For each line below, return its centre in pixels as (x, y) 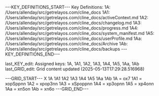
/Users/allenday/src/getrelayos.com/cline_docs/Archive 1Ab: (66, 44)
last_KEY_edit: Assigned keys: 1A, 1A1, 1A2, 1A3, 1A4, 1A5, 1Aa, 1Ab (72, 64)
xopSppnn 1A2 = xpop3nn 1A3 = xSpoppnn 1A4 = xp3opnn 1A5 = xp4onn (79, 84)
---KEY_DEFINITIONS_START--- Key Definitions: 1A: (58, 7)
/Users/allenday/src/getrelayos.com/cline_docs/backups (62, 49)
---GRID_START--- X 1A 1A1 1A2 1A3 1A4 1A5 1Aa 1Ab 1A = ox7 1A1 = (74, 79)
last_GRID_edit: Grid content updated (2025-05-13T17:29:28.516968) (75, 69)
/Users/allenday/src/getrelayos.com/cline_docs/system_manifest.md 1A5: (80, 33)
